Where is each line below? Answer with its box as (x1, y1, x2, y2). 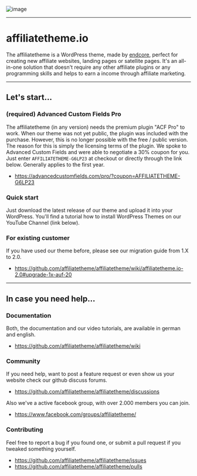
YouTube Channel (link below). (6, 219, 80, 226)
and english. (6, 331, 36, 338)
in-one (6, 64, 22, 71)
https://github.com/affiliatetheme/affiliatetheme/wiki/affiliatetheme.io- (14, 265, 184, 272)
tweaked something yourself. (6, 445, 76, 452)
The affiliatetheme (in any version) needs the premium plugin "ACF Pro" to (6, 124, 185, 131)
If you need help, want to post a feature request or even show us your (6, 371, 175, 378)
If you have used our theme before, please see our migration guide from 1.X (6, 247, 189, 254)
